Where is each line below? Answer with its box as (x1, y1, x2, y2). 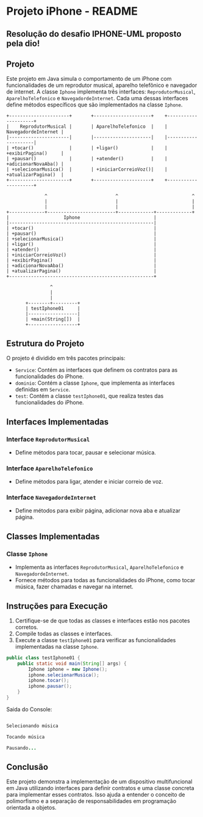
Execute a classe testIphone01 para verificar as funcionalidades (15, 636, 176, 643)
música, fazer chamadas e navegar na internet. (15, 583, 134, 591)
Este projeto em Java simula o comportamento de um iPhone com (6, 75, 172, 83)
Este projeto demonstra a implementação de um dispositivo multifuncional (6, 778, 193, 785)
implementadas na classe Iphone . (15, 643, 99, 650)
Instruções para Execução (6, 601, 108, 611)
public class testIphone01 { (6, 654, 80, 661)
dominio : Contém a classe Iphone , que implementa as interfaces (15, 379, 175, 386)
